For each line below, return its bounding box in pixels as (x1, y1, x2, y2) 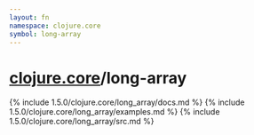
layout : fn (9, 12, 50, 22)
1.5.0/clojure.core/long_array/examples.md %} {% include (9, 107, 220, 117)
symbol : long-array (9, 29, 82, 38)
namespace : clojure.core (9, 21, 101, 30)
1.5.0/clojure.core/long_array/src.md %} (9, 116, 155, 127)
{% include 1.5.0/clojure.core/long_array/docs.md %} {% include (9, 97, 245, 107)
